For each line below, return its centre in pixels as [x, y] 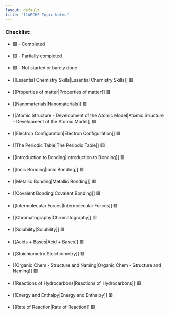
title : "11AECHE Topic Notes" [37, 15]
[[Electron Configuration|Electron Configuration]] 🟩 [66, 133]
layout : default [22, 10]
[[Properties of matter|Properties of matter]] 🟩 [61, 92]
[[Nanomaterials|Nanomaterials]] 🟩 [50, 104]
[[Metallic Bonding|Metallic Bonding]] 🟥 [54, 181]
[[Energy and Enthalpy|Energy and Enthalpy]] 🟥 [63, 295]
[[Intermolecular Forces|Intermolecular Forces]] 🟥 [65, 205]
